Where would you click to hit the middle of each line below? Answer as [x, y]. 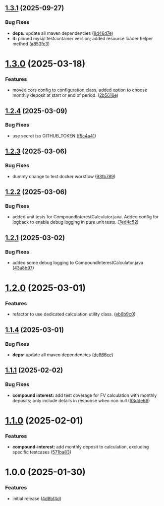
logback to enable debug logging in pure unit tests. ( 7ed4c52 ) [75, 222]
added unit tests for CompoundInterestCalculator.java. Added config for [85, 217]
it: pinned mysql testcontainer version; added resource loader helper [82, 38]
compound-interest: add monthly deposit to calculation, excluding [81, 447]
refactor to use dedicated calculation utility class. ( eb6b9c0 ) [74, 314]
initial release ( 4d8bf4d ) [37, 499]
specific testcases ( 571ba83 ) [42, 452]
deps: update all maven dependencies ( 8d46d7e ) [63, 33]
